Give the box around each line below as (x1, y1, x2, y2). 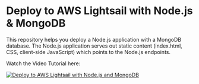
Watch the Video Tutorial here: (6, 60, 81, 67)
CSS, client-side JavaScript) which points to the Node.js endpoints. (6, 48, 171, 55)
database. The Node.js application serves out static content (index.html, (6, 42, 182, 49)
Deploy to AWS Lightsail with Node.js (6, 4, 193, 18)
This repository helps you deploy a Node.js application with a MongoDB (6, 36, 182, 43)
